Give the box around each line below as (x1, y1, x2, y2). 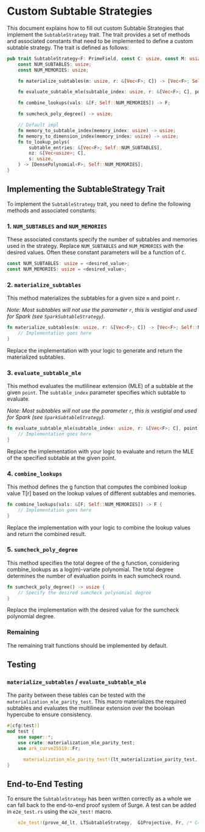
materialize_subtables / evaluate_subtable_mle (7, 678, 147, 686)
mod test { (7, 728, 35, 735)
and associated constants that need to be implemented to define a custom (7, 37, 193, 44)
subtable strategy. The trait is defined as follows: (7, 44, 130, 51)
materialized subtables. (7, 353, 66, 361)
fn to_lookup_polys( (18, 139, 70, 145)
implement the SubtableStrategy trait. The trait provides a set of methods (7, 30, 190, 38)
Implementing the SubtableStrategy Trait (7, 184, 165, 194)
